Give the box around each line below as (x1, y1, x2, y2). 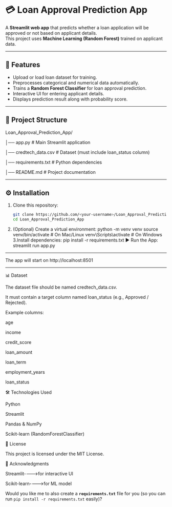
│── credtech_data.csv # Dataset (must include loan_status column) (5, 149, 150, 155)
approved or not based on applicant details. (5, 30, 97, 36)
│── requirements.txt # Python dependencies (5, 159, 102, 165)
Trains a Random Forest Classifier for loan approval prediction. (12, 85, 147, 91)
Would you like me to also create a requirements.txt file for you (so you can (5, 491, 166, 497)
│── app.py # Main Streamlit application (5, 139, 91, 145)
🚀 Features (5, 60, 40, 69)
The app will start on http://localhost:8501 (5, 257, 93, 263)
